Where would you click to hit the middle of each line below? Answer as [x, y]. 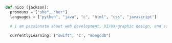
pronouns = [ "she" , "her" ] [39, 12]
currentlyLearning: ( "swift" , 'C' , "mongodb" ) [60, 35]
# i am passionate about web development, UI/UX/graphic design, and [85, 26]
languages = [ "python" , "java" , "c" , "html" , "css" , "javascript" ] [83, 17]
